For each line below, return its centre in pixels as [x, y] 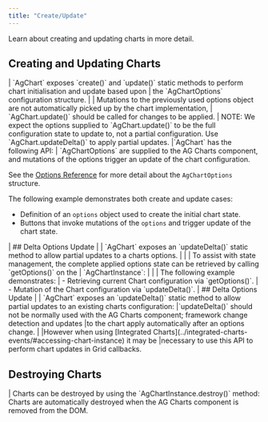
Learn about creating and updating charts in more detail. [101, 38]
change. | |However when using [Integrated [80, 332]
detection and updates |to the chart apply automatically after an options [126, 324]
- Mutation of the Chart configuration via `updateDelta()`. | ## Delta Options [133, 290]
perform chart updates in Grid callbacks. [75, 349]
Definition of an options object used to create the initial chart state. [130, 215]
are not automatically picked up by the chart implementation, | [111, 108]
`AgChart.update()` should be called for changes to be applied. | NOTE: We [132, 117]
